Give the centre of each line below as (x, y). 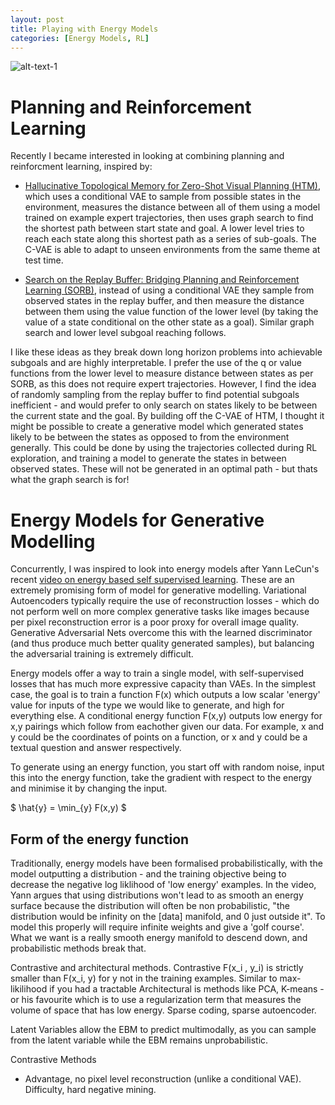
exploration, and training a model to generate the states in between (148, 458)
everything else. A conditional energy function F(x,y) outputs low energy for (166, 716)
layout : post (37, 19)
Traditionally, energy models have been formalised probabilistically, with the (166, 863)
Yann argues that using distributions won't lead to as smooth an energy (157, 895)
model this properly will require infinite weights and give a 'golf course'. (157, 927)
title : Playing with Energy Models (84, 29)
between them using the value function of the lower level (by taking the (171, 312)
